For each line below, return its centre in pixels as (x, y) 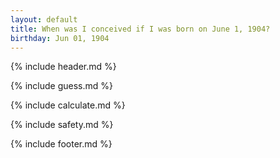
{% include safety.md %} (62, 125)
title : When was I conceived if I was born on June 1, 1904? (140, 29)
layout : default (44, 19)
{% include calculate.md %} (68, 105)
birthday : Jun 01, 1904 (60, 38)
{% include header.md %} (63, 67)
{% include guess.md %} (61, 86)
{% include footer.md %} (61, 144)
